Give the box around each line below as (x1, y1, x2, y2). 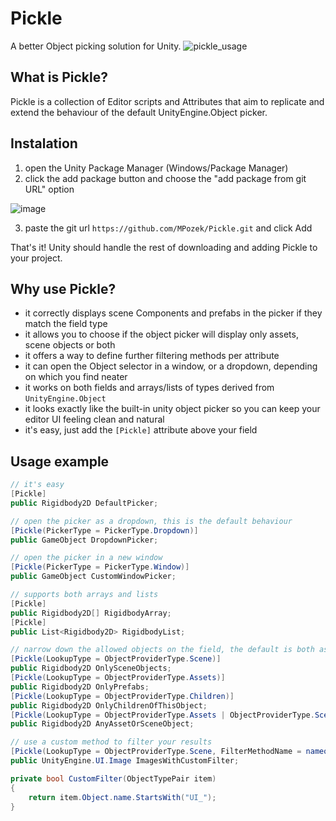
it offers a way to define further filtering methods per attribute (24, 350, 280, 362)
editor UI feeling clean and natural (24, 413, 165, 426)
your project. (10, 252, 63, 264)
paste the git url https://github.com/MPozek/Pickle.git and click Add (24, 222, 313, 234)
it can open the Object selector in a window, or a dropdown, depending (24, 360, 318, 372)
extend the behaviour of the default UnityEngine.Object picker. (10, 106, 268, 118)
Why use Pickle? (10, 280, 117, 297)
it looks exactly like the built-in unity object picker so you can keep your (24, 403, 321, 415)
